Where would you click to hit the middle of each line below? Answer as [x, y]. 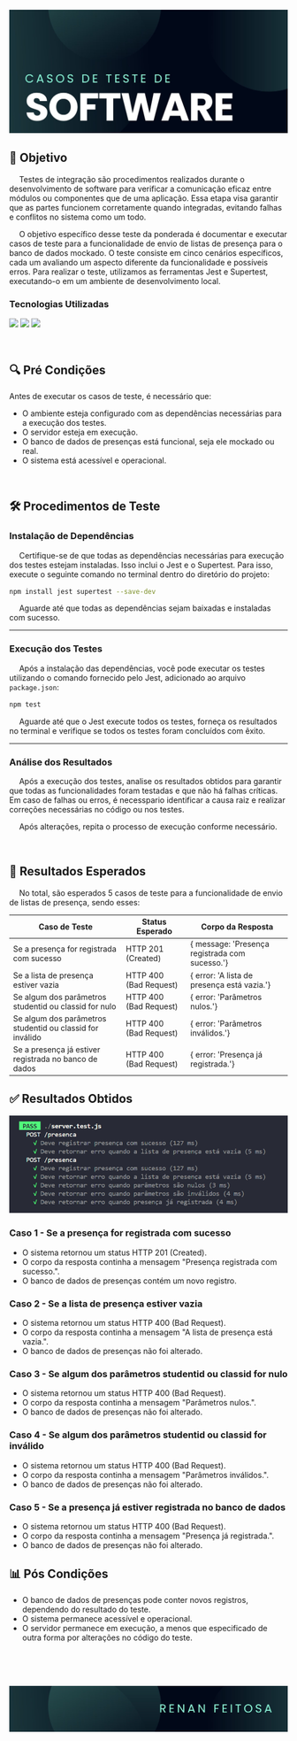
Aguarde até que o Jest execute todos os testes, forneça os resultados [148, 721]
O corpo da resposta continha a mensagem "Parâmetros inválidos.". [145, 1475]
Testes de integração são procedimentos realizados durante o [132, 179]
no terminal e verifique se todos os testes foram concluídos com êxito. [137, 730]
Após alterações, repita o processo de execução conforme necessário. [148, 826]
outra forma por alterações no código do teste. [107, 1637]
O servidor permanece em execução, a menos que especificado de [145, 1628]
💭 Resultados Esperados [78, 871]
